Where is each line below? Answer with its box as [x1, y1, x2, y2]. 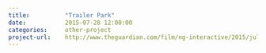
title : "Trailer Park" [8, 11, 115, 19]
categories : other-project [8, 26, 112, 34]
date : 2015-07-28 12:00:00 [8, 19, 133, 26]
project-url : [8, 33, 51, 41]
